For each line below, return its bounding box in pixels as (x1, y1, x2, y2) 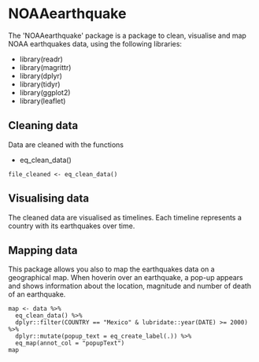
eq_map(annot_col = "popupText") (15, 339, 125, 347)
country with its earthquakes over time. (8, 221, 135, 231)
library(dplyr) (19, 71, 63, 80)
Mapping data (8, 243, 78, 257)
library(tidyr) (19, 79, 61, 89)
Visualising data (8, 192, 89, 205)
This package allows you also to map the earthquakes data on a (8, 264, 215, 274)
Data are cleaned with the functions (8, 139, 124, 150)
